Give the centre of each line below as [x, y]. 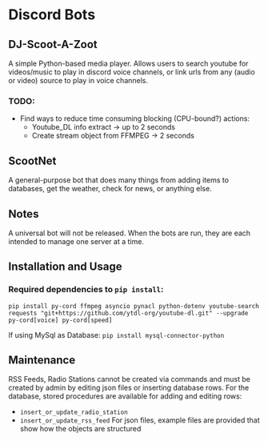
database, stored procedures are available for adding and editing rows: [125, 396]
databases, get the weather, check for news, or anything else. [110, 189]
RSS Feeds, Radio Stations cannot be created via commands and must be [129, 379]
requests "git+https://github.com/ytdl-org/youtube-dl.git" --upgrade [128, 313]
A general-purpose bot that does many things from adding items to [119, 180]
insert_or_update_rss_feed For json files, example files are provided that [140, 420]
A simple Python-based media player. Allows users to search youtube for [128, 63]
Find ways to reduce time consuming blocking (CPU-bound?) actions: [135, 118]
